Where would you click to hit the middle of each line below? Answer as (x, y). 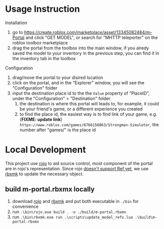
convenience (25, 206)
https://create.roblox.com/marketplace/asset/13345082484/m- (88, 32)
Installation (16, 23)
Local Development (46, 150)
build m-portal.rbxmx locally (50, 189)
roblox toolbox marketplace (40, 42)
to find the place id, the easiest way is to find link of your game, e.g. (88, 114)
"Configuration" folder (35, 88)
